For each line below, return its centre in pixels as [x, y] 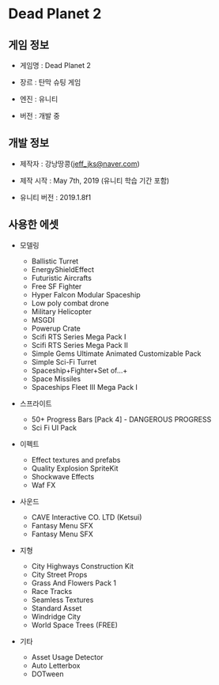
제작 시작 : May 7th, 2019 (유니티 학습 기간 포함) [94, 180]
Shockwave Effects [63, 476]
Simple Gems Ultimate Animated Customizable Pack [116, 354]
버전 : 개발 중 [40, 116]
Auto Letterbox [56, 665]
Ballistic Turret [55, 261]
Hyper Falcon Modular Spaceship [86, 294]
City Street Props [59, 574]
